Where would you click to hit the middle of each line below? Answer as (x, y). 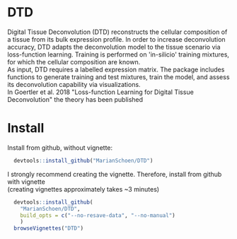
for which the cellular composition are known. (74, 62)
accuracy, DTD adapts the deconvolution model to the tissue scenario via (114, 47)
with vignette (27, 182)
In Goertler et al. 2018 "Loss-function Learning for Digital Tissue (101, 92)
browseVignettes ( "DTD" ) (48, 228)
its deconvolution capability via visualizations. (74, 84)
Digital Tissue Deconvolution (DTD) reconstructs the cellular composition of (117, 32)
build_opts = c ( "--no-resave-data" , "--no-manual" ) (98, 215)
